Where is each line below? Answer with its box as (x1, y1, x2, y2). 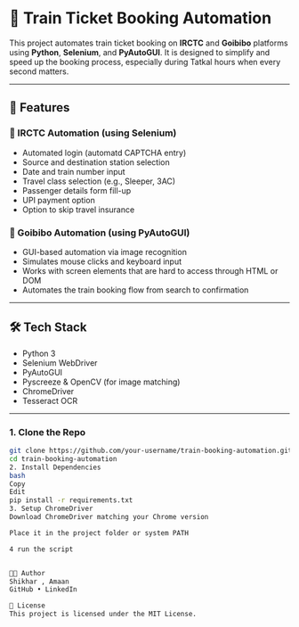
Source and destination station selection (21, 156, 171, 168)
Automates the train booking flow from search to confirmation (21, 285, 249, 295)
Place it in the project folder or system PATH (9, 528, 190, 538)
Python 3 (21, 348, 56, 359)
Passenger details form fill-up (21, 185, 132, 195)
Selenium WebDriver (21, 357, 98, 368)
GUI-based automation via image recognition (21, 246, 187, 257)
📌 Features (9, 100, 70, 115)
